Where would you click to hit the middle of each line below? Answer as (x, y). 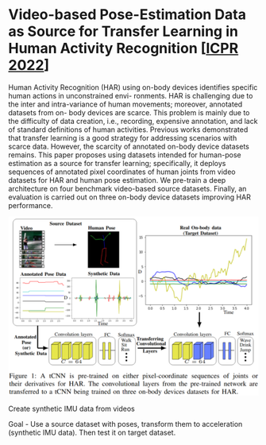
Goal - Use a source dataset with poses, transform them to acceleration (125, 424)
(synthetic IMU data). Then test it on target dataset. (92, 433)
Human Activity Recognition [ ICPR (123, 48)
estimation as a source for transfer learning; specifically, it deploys (117, 163)
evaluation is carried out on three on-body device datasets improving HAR (130, 197)
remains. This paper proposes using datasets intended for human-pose (125, 155)
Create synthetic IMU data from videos (71, 409)
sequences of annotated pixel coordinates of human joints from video (122, 172)
